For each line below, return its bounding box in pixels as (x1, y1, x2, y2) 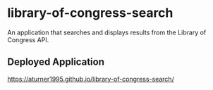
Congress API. (7, 35, 49, 44)
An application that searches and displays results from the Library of (7, 28, 207, 37)
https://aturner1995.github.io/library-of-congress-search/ (7, 75, 174, 83)
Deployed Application (7, 56, 104, 68)
